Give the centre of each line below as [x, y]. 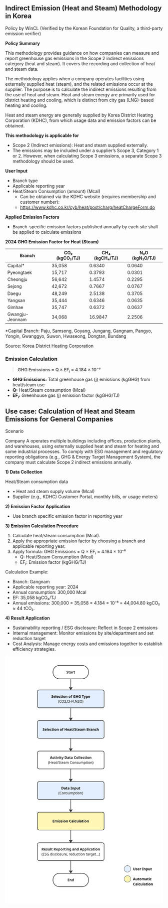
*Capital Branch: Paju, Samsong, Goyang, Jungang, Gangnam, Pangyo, [79, 331]
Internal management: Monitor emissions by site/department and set [83, 633]
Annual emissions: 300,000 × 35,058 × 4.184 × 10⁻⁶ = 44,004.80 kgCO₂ [86, 603]
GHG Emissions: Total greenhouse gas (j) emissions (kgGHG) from [81, 380]
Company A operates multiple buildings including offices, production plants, [83, 440]
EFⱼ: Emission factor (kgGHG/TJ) [53, 562]
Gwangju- [18, 314]
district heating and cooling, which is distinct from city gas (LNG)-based [79, 100]
